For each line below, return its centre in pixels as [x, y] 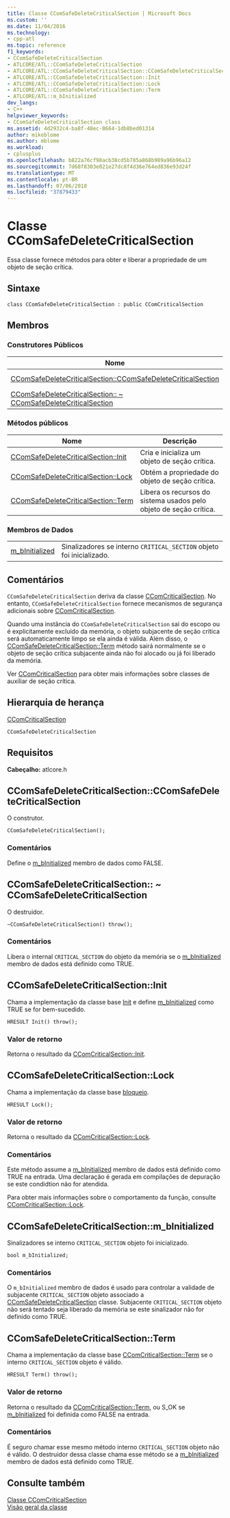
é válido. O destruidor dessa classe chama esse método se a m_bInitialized [113, 1454]
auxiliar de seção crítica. [42, 681]
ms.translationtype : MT [41, 173]
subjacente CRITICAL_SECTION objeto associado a [76, 1295]
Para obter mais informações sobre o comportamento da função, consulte [112, 1197]
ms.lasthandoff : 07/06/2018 [47, 186]
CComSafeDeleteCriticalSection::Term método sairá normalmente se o [106, 645]
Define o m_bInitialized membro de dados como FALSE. [85, 863]
